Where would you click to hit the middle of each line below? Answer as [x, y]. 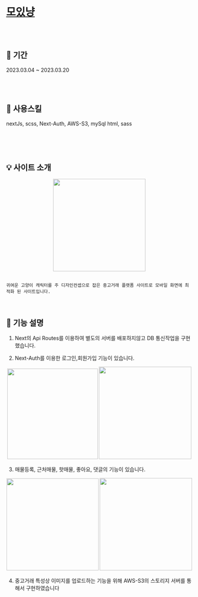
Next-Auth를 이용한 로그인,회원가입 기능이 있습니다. [74, 358]
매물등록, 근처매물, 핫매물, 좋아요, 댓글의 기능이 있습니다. [80, 469]
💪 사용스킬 [24, 109]
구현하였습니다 [43, 588]
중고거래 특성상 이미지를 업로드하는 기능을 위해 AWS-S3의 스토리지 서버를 [100, 581]
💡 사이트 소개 [29, 167]
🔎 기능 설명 [25, 323]
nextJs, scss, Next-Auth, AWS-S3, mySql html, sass [69, 123]
